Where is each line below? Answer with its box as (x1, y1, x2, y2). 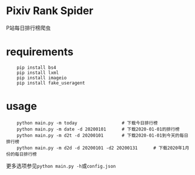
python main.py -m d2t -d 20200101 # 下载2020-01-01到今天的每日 (16, 132, 189, 139)
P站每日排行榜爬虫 (6, 24, 51, 31)
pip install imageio (16, 75, 67, 80)
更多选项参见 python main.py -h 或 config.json (6, 162, 116, 169)
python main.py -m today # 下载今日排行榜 (16, 120, 158, 126)
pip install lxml (16, 69, 59, 76)
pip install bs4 (16, 65, 57, 70)
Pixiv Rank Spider (6, 4, 94, 18)
